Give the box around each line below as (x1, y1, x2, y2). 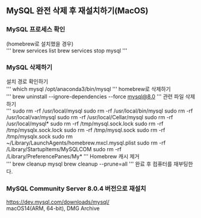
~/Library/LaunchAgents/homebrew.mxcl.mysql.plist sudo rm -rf (6, 139, 166, 146)
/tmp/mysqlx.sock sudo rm (6, 132, 73, 140)
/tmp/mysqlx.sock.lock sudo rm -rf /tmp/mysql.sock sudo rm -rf (6, 126, 165, 134)
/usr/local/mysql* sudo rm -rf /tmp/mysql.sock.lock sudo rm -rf (6, 120, 164, 127)
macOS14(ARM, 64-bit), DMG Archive (6, 205, 100, 212)
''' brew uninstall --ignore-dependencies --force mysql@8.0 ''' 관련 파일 (6, 93, 184, 100)
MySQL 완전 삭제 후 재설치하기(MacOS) (6, 5, 149, 16)
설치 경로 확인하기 (6, 78, 48, 85)
